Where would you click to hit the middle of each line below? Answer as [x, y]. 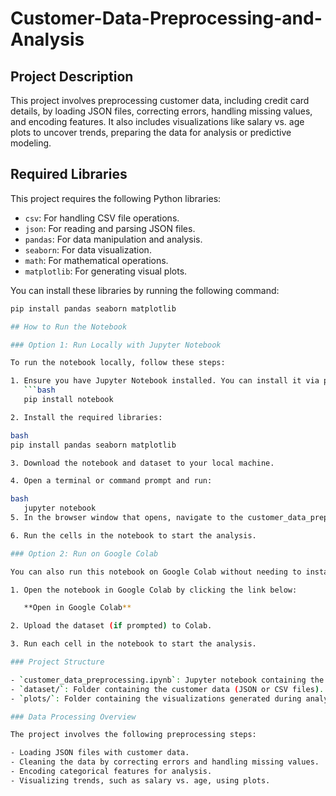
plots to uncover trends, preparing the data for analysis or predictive [151, 132]
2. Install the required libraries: [86, 417]
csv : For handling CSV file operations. [102, 218]
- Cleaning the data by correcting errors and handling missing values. [165, 762]
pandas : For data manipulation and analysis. [113, 239]
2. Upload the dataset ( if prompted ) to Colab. [111, 626]
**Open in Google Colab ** [77, 608]
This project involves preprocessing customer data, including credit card [160, 100]
